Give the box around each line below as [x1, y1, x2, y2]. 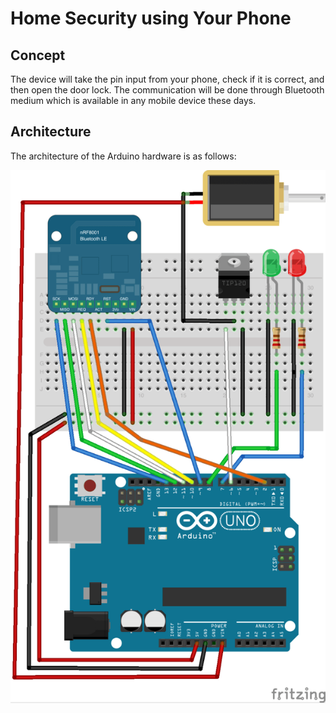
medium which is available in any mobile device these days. [10, 95, 257, 106]
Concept [10, 47, 66, 64]
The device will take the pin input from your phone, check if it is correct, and [10, 73, 325, 85]
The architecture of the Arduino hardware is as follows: [10, 150, 237, 162]
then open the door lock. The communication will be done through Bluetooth [10, 84, 325, 96]
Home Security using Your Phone [10, 7, 292, 30]
